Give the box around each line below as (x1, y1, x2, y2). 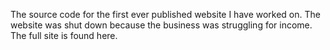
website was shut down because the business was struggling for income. (10, 19, 313, 31)
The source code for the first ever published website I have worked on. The (10, 9, 321, 20)
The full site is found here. (10, 30, 118, 41)
